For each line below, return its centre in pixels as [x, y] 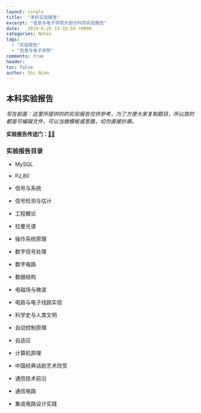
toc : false [20, 67]
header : [16, 61]
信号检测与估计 [33, 201]
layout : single [25, 12]
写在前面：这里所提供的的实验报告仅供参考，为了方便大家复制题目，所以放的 [100, 114]
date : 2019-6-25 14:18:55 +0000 [49, 28]
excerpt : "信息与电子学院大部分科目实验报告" [57, 23]
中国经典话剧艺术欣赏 [41, 366]
